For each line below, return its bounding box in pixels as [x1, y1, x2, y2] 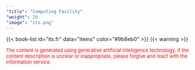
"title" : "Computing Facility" [6, 8, 83, 15]
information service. [6, 59, 52, 65]
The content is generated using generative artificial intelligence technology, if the [6, 47, 189, 54]
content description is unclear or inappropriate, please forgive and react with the [6, 53, 188, 59]
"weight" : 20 [6, 14, 38, 20]
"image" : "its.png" [6, 19, 54, 25]
